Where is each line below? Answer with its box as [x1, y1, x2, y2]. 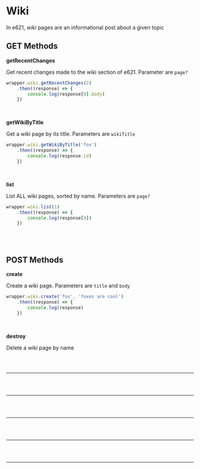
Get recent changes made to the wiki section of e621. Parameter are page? [6, 68, 188, 76]
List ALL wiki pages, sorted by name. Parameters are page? [6, 192, 151, 199]
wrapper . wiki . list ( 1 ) [6, 204, 60, 210]
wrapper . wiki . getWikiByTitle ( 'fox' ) [6, 142, 97, 148]
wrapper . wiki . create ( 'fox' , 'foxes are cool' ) [6, 293, 124, 300]
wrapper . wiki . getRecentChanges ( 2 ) [6, 80, 92, 86]
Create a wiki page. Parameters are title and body [6, 282, 130, 289]
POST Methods [6, 255, 64, 265]
